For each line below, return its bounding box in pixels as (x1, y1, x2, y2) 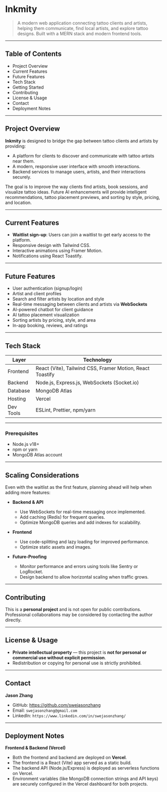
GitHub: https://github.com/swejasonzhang (12, 702, 101, 708)
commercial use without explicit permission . (12, 654, 106, 660)
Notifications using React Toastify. (12, 253, 83, 259)
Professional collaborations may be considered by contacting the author (5, 611, 153, 617)
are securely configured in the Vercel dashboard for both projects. (12, 781, 148, 787)
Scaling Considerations (5, 471, 80, 479)
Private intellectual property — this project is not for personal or (12, 649, 147, 655)
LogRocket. (19, 569, 43, 575)
